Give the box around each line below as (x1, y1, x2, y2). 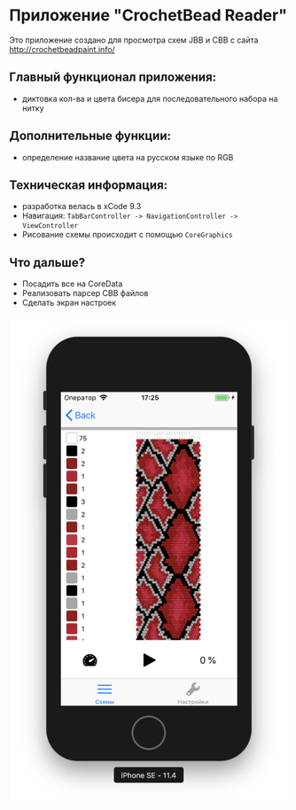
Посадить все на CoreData (21, 278, 123, 289)
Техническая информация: (9, 177, 168, 192)
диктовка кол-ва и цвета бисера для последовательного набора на (21, 93, 278, 104)
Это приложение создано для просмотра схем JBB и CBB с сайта (9, 35, 259, 45)
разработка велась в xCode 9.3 (21, 201, 142, 212)
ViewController (21, 222, 79, 230)
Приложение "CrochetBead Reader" (9, 5, 288, 26)
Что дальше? (9, 254, 86, 270)
